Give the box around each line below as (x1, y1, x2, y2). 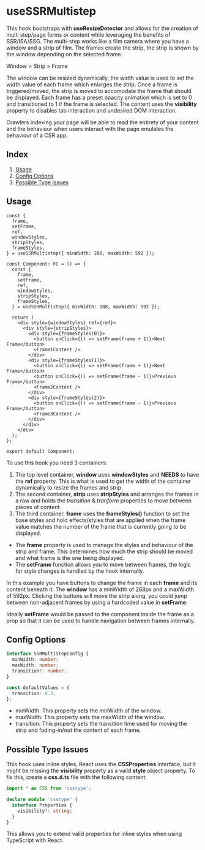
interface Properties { (12, 802, 72, 808)
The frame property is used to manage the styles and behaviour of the (15, 541, 194, 548)
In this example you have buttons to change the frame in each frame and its (6, 579, 198, 586)
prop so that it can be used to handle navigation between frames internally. (6, 617, 196, 624)
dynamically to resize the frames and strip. (15, 483, 124, 491)
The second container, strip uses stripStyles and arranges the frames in (15, 490, 199, 498)
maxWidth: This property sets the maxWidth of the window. (15, 714, 165, 721)
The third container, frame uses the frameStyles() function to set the (15, 510, 190, 517)
